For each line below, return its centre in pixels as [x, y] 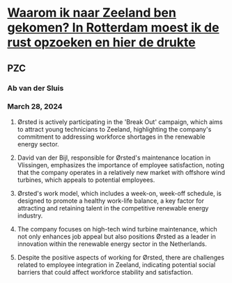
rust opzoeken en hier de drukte [102, 43]
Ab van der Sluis [36, 88]
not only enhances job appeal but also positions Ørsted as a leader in [116, 236]
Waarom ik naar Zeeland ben [92, 13]
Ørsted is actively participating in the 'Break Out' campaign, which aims [120, 122]
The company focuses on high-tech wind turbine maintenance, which [117, 229]
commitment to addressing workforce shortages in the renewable [111, 137]
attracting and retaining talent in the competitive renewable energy [113, 208]
